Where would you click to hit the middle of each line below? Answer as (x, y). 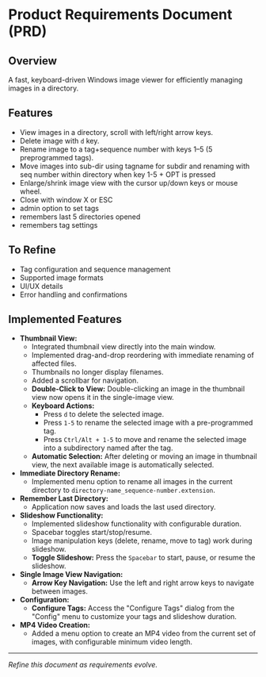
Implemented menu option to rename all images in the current (132, 482)
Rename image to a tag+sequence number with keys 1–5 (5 (116, 149)
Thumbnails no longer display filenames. (97, 372)
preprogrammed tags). (57, 157)
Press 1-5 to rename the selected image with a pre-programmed (148, 423)
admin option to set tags (59, 208)
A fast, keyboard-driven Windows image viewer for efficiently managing (125, 80)
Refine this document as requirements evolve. (83, 665)
